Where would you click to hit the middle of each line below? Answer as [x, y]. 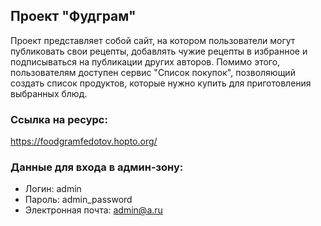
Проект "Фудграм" [73, 16]
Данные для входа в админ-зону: [97, 167]
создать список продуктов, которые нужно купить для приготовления [161, 83]
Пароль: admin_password [78, 200]
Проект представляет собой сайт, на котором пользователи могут [153, 40]
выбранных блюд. [49, 93]
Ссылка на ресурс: [59, 119]
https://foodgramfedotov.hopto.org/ [84, 141]
